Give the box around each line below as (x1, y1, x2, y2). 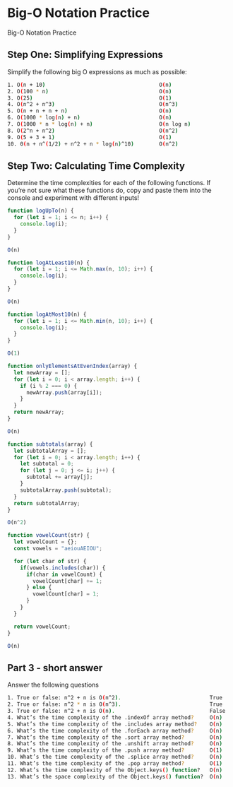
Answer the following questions (7, 680, 100, 690)
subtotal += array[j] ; (25, 473, 93, 481)
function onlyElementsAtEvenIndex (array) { (7, 362, 138, 370)
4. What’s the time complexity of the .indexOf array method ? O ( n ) (7, 714, 222, 721)
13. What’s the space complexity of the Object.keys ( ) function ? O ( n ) (7, 773, 222, 780)
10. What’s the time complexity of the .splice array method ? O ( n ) (7, 754, 222, 761)
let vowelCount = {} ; (13, 538, 78, 545)
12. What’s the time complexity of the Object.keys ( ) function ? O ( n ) (7, 767, 222, 774)
